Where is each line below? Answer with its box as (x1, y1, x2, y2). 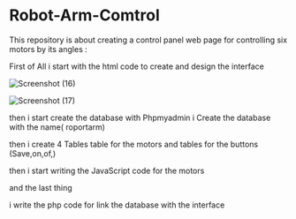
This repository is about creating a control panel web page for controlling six (9, 34, 288, 45)
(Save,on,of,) (9, 147, 57, 159)
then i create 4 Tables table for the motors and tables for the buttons (9, 139, 259, 149)
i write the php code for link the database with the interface (9, 200, 225, 210)
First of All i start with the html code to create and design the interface (9, 61, 265, 72)
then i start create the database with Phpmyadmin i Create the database (9, 112, 271, 123)
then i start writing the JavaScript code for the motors (9, 165, 205, 176)
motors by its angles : (9, 43, 87, 54)
